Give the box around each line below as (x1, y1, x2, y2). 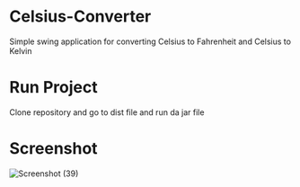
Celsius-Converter (9, 6, 152, 27)
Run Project (9, 77, 98, 98)
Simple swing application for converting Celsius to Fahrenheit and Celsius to (9, 36, 292, 47)
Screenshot (9, 138, 98, 159)
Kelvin (9, 45, 33, 56)
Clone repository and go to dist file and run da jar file (9, 106, 205, 118)
